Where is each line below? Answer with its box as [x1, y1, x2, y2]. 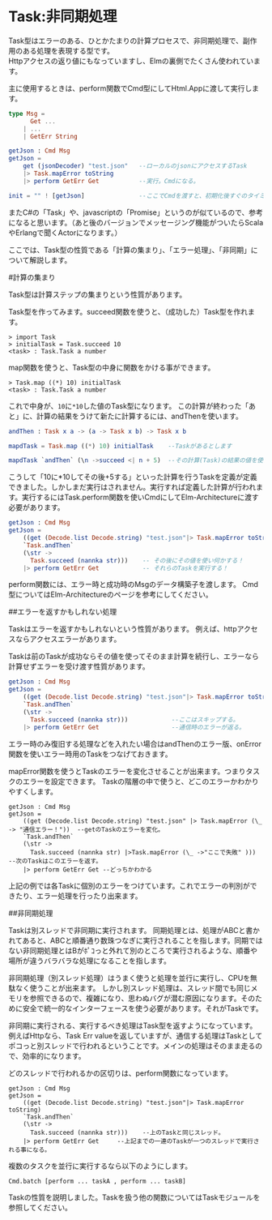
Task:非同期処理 [8, 7, 117, 26]
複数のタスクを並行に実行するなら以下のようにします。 [8, 1161, 193, 1171]
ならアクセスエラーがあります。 [15, 634, 121, 644]
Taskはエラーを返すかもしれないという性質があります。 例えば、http [8, 624, 237, 634]
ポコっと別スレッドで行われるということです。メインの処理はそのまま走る [8, 1041, 256, 1051]
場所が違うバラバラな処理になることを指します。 [8, 956, 172, 965]
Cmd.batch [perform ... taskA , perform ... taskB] [8, 1177, 186, 1185]
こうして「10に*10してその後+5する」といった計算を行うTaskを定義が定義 [8, 472, 257, 482]
